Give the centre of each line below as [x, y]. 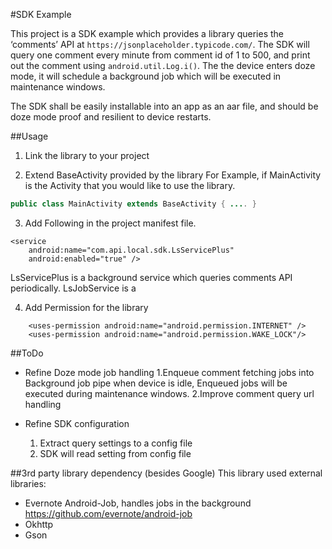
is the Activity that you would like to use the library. [130, 185]
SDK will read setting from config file [115, 453]
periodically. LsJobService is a [73, 288]
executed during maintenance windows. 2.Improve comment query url [169, 393]
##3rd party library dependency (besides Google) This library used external [166, 473]
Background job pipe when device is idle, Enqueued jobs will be [156, 383]
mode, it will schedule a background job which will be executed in [146, 76]
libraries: [28, 483]
